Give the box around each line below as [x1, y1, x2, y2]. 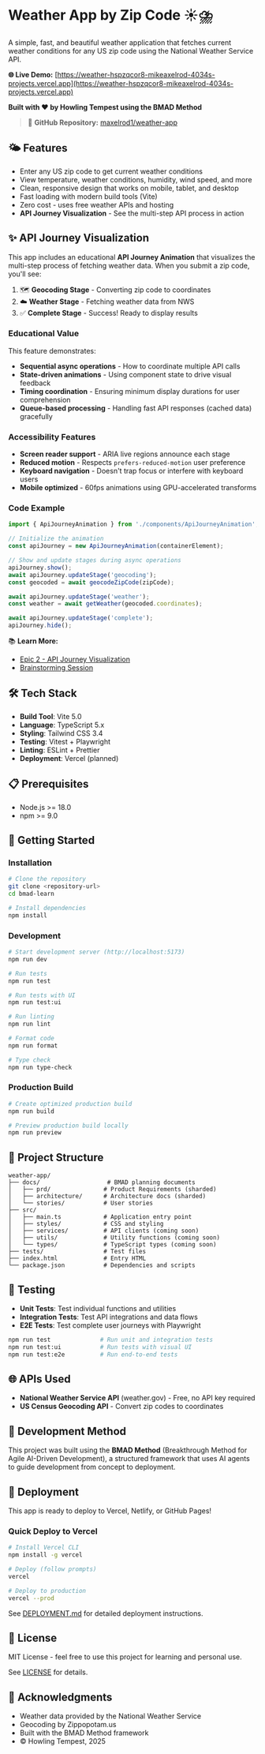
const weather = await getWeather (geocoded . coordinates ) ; [8, 600, 203, 608]
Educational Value [8, 328, 80, 339]
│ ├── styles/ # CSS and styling [8, 1220, 164, 1228]
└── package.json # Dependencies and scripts [8, 1261, 196, 1269]
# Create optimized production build [8, 1100, 132, 1107]
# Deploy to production [8, 1587, 87, 1595]
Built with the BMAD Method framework [19, 1728, 149, 1737]
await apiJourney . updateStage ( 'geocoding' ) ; [8, 571, 157, 579]
